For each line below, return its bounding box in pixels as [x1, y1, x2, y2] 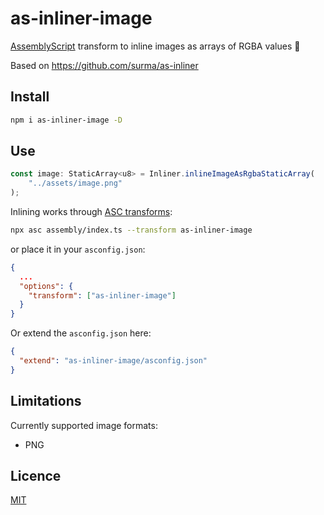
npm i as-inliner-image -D [10, 115, 123, 125]
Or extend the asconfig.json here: [10, 327, 152, 339]
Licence [10, 468, 62, 485]
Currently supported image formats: [10, 419, 158, 431]
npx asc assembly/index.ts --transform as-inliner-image [10, 225, 253, 236]
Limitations [10, 393, 82, 410]
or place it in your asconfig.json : [10, 243, 146, 255]
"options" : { [19, 281, 74, 291]
